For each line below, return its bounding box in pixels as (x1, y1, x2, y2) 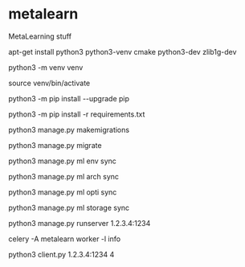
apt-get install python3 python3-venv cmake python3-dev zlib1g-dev (8, 47, 237, 56)
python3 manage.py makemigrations (8, 125, 130, 134)
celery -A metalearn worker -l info (8, 234, 121, 244)
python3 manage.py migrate (8, 140, 102, 150)
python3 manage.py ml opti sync (8, 187, 117, 197)
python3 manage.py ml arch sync (8, 171, 119, 181)
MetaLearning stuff (8, 31, 72, 41)
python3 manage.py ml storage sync (8, 203, 130, 212)
